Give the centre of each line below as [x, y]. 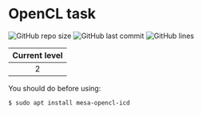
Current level [38, 55]
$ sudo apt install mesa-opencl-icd [69, 103]
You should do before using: [55, 88]
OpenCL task [52, 14]
